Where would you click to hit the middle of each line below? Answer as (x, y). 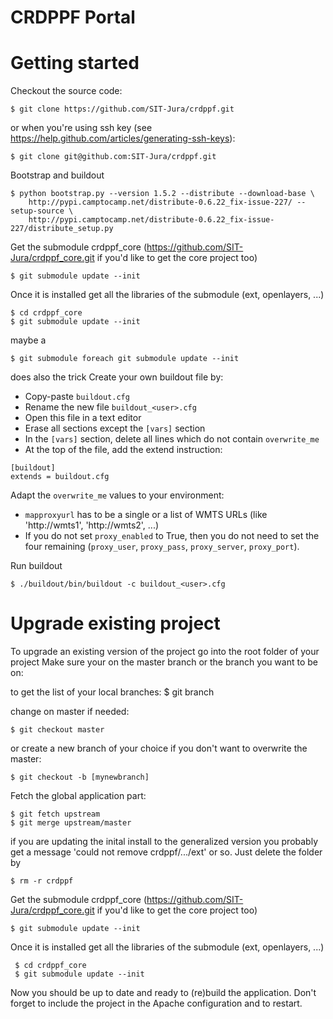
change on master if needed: (70, 712)
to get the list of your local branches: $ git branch (112, 692)
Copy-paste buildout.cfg (77, 397)
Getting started (75, 63)
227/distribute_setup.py (62, 229)
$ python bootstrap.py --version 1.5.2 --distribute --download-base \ (162, 194)
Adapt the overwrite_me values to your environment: (117, 495)
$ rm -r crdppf (42, 881)
